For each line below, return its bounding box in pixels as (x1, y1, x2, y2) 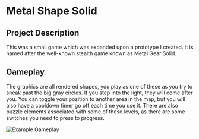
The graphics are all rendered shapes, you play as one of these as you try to (6, 83, 193, 90)
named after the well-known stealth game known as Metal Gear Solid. (6, 50, 177, 57)
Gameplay (6, 67, 45, 77)
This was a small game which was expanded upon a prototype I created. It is (6, 43, 194, 50)
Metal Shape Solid (6, 4, 97, 18)
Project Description (6, 28, 80, 38)
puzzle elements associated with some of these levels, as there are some (6, 108, 185, 115)
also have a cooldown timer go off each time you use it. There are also (6, 102, 178, 109)
